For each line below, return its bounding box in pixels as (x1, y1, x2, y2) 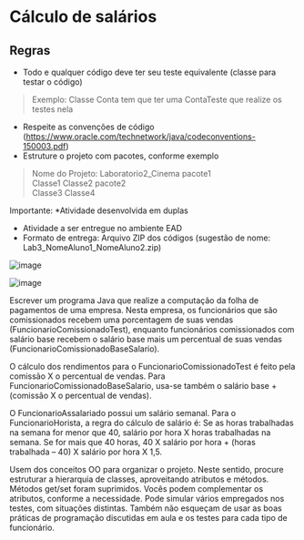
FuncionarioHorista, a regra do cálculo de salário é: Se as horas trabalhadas (9, 417, 294, 428)
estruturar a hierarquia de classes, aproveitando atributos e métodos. (9, 474, 269, 484)
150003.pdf (22, 141, 66, 151)
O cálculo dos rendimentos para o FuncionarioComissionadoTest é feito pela (9, 362, 296, 372)
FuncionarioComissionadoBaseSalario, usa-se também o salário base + (9, 381, 278, 391)
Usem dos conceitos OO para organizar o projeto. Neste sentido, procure (9, 464, 284, 474)
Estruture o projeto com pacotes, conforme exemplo (22, 150, 219, 161)
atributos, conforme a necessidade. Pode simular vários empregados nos (9, 494, 285, 504)
